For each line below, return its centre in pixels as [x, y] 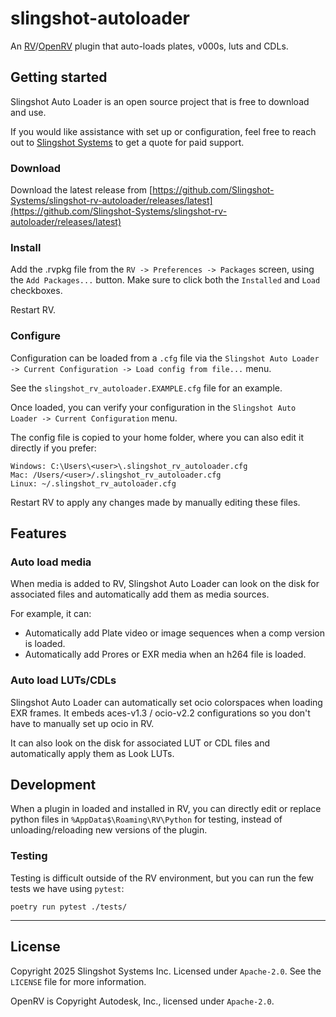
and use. [28, 112]
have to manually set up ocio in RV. [82, 723]
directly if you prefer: [53, 448]
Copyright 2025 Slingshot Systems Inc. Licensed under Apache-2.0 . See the [166, 971]
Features [38, 533]
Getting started [59, 77]
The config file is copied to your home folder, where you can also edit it [157, 437]
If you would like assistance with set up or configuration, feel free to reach [163, 131]
